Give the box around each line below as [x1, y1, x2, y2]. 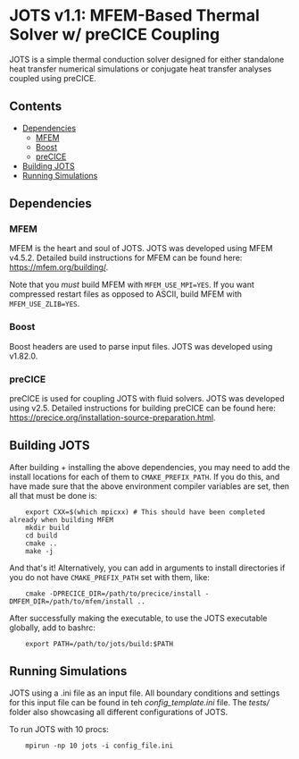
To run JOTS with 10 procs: [9, 723, 109, 734]
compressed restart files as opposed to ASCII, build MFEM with [9, 289, 243, 299]
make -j [25, 546, 54, 555]
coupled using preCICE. [9, 72, 96, 83]
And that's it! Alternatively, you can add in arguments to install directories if [9, 562, 286, 573]
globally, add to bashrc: [9, 622, 96, 633]
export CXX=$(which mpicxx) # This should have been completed [25, 507, 266, 517]
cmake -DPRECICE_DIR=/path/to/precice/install [25, 589, 202, 598]
